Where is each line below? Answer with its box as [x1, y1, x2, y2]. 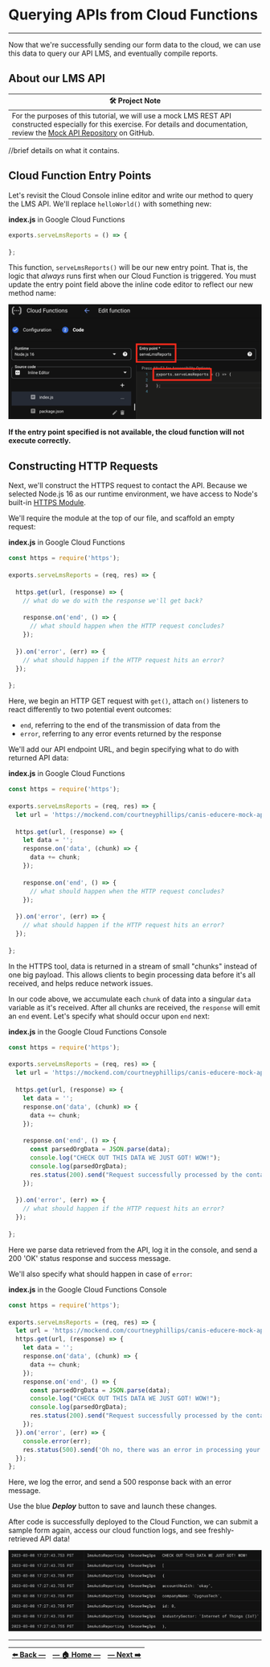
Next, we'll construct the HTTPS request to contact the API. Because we [8, 481, 247, 491]
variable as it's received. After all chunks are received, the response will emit [8, 1002, 260, 1012]
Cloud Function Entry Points [8, 169, 152, 183]
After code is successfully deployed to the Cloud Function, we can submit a [8, 1517, 259, 1527]
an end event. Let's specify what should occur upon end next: [8, 1011, 211, 1021]
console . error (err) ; [22, 1437, 92, 1445]
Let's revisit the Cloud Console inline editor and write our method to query [8, 190, 254, 200]
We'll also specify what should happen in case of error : [8, 1269, 193, 1279]
